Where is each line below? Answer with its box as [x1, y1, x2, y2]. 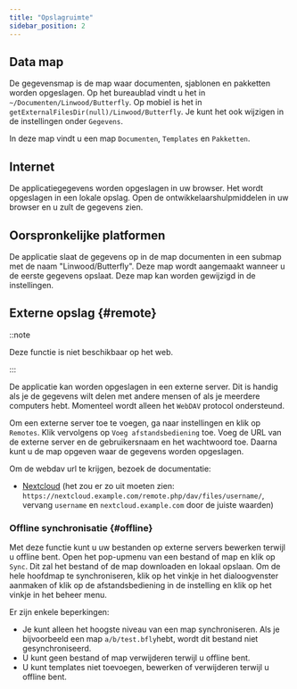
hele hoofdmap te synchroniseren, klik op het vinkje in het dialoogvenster [9, 570, 279, 581]
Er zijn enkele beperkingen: [9, 607, 110, 618]
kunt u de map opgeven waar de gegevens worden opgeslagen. [9, 445, 244, 456]
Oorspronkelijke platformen [9, 228, 166, 243]
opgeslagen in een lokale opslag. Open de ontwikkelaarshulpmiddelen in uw [9, 193, 289, 203]
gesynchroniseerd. [21, 643, 92, 654]
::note [9, 329, 31, 340]
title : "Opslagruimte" [9, 12, 94, 22]
